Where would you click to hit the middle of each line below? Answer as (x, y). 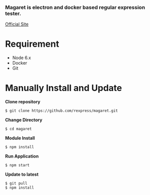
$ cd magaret (19, 129)
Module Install (20, 138)
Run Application (22, 156)
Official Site (17, 24)
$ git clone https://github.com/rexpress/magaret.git (62, 111)
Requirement (32, 44)
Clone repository (23, 102)
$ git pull (16, 184)
